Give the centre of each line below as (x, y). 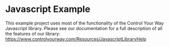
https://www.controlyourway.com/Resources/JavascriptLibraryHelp (76, 39)
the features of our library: (33, 33)
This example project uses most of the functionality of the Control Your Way (84, 23)
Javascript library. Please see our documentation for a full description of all (84, 28)
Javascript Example (48, 9)
